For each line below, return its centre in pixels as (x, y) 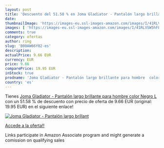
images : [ (15, 28)
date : (10, 19)
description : (18, 50)
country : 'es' (20, 82)
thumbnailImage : (21, 23)
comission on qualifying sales (35, 140)
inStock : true (20, 73)
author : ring (18, 42)
